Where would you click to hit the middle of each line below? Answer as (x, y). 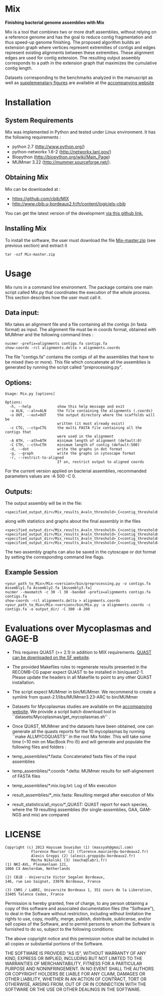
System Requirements (39, 120)
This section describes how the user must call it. (53, 297)
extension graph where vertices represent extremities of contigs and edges (80, 47)
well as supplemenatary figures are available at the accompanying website (80, 83)
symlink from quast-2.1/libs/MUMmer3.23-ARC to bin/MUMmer (75, 697)
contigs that (18, 432)
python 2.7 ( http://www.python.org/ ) (48, 147)
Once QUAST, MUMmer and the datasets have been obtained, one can (83, 726)
